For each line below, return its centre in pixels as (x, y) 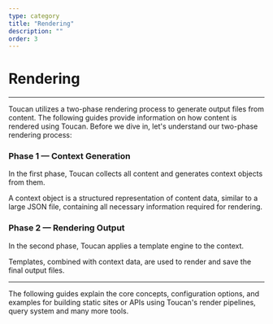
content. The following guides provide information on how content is (123, 118)
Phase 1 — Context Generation (69, 156)
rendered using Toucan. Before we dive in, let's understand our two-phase (133, 126)
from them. (27, 182)
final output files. (37, 270)
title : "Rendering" (41, 24)
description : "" (36, 31)
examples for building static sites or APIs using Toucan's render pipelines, (132, 302)
